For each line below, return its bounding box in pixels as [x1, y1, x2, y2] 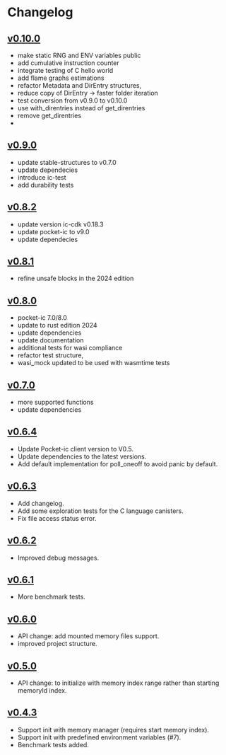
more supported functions [17, 398, 94, 407]
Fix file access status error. [17, 514, 97, 522]
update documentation [17, 336, 84, 345]
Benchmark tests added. [17, 740, 90, 749]
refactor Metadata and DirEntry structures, [17, 81, 142, 89]
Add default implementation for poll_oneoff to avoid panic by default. [17, 459, 218, 468]
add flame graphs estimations [17, 74, 105, 82]
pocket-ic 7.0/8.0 [17, 313, 67, 322]
